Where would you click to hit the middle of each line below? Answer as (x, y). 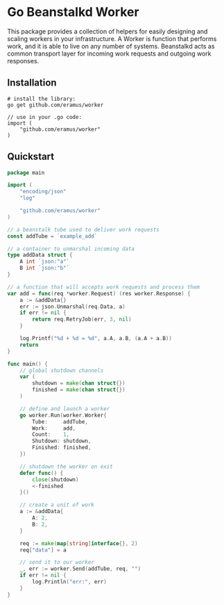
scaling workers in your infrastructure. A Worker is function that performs (112, 38)
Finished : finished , (62, 448)
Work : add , (54, 428)
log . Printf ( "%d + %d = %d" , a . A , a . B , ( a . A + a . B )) (96, 339)
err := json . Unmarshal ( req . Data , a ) (73, 307)
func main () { (28, 364)
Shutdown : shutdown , (62, 441)
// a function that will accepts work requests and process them (103, 287)
